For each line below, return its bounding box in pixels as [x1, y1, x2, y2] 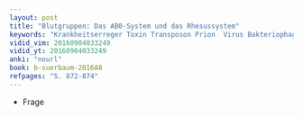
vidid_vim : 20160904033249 [9, 38, 111, 48]
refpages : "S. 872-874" [9, 72, 99, 81]
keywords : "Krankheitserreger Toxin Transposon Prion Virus [9, 30, 244, 39]
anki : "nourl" [9, 55, 63, 64]
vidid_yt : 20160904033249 [9, 47, 106, 56]
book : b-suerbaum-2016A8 [9, 64, 103, 73]
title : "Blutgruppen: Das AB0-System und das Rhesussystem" [9, 22, 241, 31]
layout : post [9, 13, 59, 22]
